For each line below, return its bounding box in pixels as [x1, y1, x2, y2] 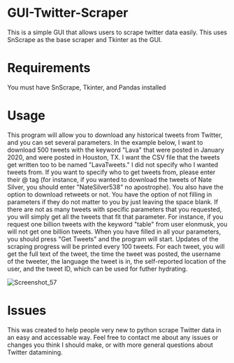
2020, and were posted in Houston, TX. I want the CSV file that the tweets [7, 152, 220, 162]
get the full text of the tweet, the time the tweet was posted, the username [7, 250, 221, 258]
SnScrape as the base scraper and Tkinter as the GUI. [7, 35, 163, 43]
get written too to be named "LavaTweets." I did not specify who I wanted [7, 160, 219, 169]
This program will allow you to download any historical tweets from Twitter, [7, 131, 223, 139]
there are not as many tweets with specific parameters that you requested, [7, 205, 222, 213]
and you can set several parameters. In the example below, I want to [7, 138, 203, 146]
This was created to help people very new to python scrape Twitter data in [7, 325, 221, 334]
